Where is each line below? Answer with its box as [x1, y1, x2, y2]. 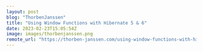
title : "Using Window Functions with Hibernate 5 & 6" [6, 20, 147, 26]
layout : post [6, 8, 39, 15]
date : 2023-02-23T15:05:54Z [6, 25, 77, 32]
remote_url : [6, 36, 36, 42]
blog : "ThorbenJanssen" [6, 14, 66, 20]
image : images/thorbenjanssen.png [6, 31, 94, 37]
